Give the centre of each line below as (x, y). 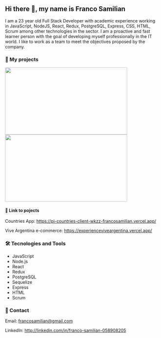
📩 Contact (17, 310)
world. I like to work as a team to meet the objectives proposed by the (75, 42)
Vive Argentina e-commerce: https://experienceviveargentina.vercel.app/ (79, 231)
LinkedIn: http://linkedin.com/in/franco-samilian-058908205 (66, 330)
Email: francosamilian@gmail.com (39, 321)
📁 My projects (22, 59)
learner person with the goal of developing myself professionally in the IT (79, 36)
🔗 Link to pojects (22, 210)
